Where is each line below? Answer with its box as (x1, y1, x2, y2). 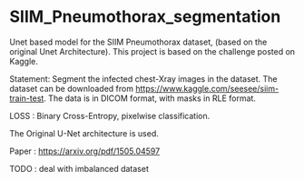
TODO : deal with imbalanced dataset (9, 163, 150, 174)
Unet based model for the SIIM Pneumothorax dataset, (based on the (9, 36, 268, 47)
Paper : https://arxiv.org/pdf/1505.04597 (9, 146, 161, 156)
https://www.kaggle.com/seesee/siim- (135, 83, 279, 94)
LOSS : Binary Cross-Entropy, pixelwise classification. (9, 110, 211, 121)
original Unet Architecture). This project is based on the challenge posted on (9, 45, 296, 56)
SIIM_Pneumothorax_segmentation (9, 6, 281, 27)
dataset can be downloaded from (9, 83, 134, 94)
